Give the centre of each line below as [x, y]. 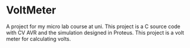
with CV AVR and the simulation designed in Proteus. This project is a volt [95, 32]
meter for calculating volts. [39, 39]
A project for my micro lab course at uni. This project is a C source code [93, 26]
